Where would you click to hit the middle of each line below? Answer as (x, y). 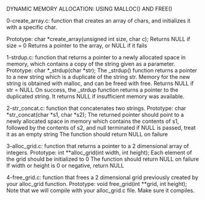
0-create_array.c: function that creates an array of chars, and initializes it (99, 20)
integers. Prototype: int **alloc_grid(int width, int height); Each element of (99, 153)
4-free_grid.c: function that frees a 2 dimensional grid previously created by (102, 177)
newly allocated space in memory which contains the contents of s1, (93, 121)
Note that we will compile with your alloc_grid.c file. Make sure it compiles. (101, 190)
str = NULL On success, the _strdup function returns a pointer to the (92, 90)
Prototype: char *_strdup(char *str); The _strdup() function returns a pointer (102, 70)
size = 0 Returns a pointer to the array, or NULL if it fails (77, 46)
